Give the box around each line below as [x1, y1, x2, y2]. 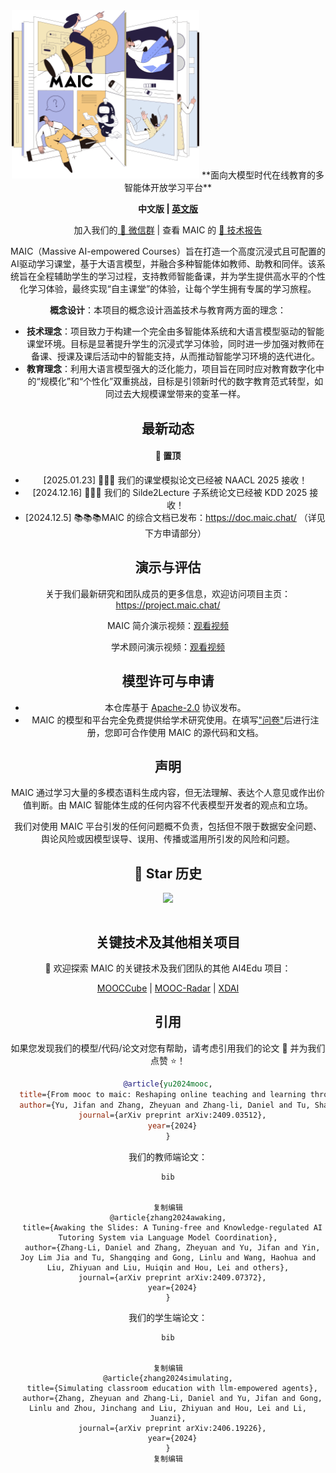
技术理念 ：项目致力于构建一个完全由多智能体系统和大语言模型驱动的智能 [26, 325, 325, 338]
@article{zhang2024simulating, [103, 1374, 233, 1384]
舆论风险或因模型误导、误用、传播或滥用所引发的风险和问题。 [41, 833, 295, 845]
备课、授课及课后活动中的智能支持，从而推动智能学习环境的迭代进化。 [30, 350, 320, 363]
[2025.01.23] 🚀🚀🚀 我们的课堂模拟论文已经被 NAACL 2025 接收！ [43, 474, 308, 486]
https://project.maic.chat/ [115, 599, 221, 611]
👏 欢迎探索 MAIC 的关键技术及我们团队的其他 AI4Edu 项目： [44, 962, 292, 974]
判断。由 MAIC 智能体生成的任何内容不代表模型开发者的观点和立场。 [31, 799, 314, 811]
